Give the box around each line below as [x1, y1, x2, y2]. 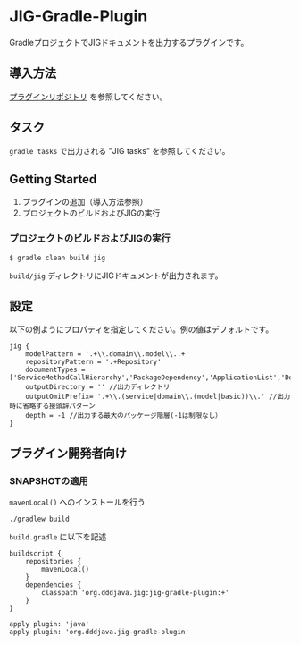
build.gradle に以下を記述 [9, 531, 107, 542]
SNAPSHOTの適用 [9, 474, 89, 487]
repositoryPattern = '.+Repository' [25, 358, 162, 367]
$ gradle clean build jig [9, 253, 105, 262]
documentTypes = [25, 365, 87, 375]
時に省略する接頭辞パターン [9, 402, 96, 411]
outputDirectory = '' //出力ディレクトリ [25, 383, 171, 392]
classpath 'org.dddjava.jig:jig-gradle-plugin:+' [41, 589, 229, 598]
